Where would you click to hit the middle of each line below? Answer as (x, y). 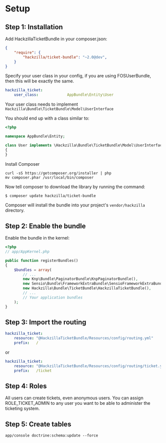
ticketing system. (22, 409)
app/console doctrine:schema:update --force (52, 436)
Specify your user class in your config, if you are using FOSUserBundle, (78, 76)
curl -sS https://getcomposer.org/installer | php (58, 173)
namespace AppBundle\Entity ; (35, 136)
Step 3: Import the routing (46, 322)
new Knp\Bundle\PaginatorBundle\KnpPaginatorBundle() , (81, 279)
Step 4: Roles (26, 386)
